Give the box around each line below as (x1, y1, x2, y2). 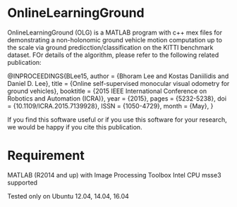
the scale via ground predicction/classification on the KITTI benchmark (7, 43, 214, 51)
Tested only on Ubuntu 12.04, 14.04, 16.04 (7, 192, 129, 200)
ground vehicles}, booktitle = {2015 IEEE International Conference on (7, 87, 207, 95)
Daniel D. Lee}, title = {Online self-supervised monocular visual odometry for (7, 79, 230, 87)
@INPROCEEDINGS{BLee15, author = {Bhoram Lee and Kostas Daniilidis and (7, 72, 229, 80)
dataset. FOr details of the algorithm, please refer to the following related (7, 51, 219, 59)
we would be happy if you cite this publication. (7, 123, 142, 131)
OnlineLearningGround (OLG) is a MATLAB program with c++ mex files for (7, 28, 222, 37)
